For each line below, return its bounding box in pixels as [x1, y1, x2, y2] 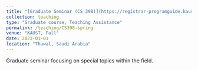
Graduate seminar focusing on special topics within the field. [6, 57, 153, 64]
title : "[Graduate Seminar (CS [6, 8, 83, 15]
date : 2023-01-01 [6, 36, 49, 41]
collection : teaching [6, 14, 60, 20]
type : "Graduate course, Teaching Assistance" [6, 19, 123, 25]
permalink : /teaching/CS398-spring [6, 24, 94, 31]
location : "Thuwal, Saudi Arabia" [6, 41, 91, 47]
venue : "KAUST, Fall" [6, 30, 60, 36]
